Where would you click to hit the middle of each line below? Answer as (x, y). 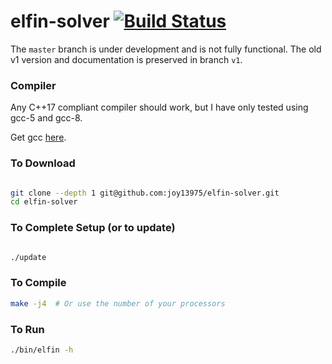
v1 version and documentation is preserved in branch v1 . (126, 59)
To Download (43, 163)
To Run (27, 329)
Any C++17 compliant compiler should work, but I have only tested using (159, 107)
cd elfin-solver (44, 202)
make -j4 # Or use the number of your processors (118, 303)
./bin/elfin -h (42, 350)
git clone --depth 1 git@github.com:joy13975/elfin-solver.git (145, 193)
